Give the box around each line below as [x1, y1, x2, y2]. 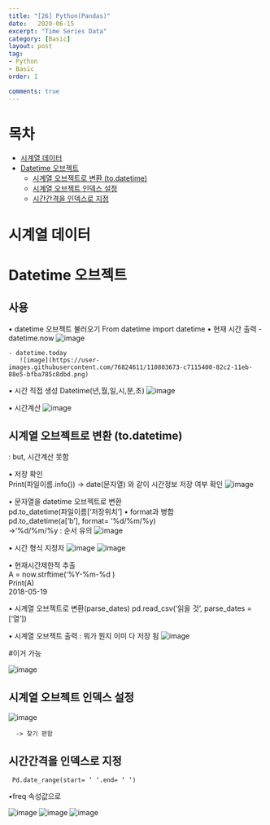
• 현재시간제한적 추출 [8, 560, 76, 570]
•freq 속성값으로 [8, 792, 62, 801]
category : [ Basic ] [8, 34, 71, 43]
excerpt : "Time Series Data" [8, 27, 107, 35]
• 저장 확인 [8, 469, 43, 479]
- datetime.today [8, 349, 67, 357]
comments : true [8, 87, 60, 95]
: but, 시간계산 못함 [8, 452, 69, 462]
